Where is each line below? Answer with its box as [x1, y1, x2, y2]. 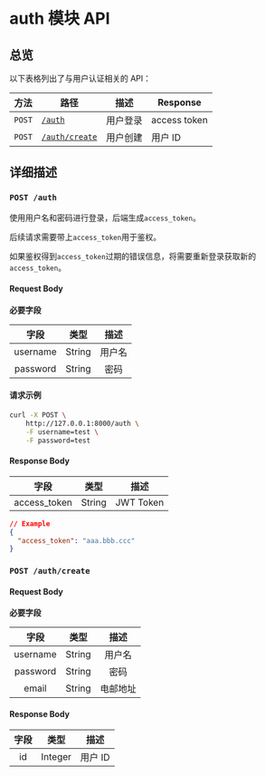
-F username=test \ [25, 427, 99, 436]
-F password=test [25, 436, 91, 445]
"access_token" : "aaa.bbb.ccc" [17, 536, 136, 545]
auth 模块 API [9, 8, 110, 29]
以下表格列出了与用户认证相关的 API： [9, 73, 152, 83]
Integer [41, 750, 72, 762]
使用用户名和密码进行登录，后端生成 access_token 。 [9, 212, 201, 223]
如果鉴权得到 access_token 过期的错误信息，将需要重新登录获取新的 [9, 250, 256, 261]
